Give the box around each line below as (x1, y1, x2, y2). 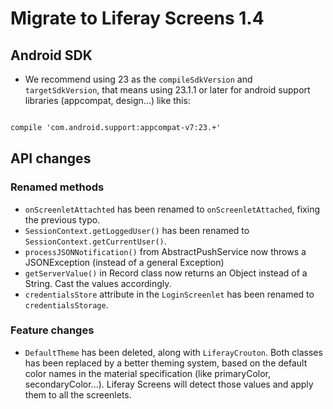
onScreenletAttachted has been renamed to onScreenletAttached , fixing (24, 203, 321, 215)
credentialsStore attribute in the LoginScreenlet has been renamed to (24, 288, 315, 300)
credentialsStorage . (24, 298, 109, 311)
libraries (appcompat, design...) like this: (24, 95, 191, 106)
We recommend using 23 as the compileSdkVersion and (24, 73, 253, 85)
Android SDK (10, 47, 93, 64)
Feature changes (10, 323, 95, 337)
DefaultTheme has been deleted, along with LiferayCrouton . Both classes (24, 346, 323, 358)
